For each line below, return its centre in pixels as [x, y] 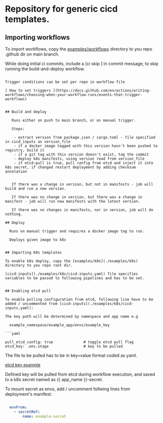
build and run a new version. [36, 189]
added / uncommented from [31, 304]
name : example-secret [45, 416]
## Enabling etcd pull [28, 291]
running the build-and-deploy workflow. [45, 69]
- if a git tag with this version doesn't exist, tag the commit [81, 154]
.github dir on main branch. [32, 54]
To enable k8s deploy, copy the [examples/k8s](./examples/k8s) [72, 261]
